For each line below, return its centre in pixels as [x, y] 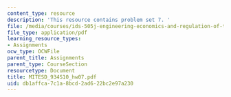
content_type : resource [41, 13]
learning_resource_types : [44, 39]
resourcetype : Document [41, 70]
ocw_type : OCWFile [33, 52]
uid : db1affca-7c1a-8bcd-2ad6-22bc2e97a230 [70, 83]
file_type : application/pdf [47, 32]
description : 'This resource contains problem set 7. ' [89, 20]
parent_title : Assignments [46, 58]
